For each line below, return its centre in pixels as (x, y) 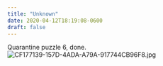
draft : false (27, 27)
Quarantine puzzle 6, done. (47, 48)
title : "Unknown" (33, 14)
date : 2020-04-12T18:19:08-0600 (55, 21)
